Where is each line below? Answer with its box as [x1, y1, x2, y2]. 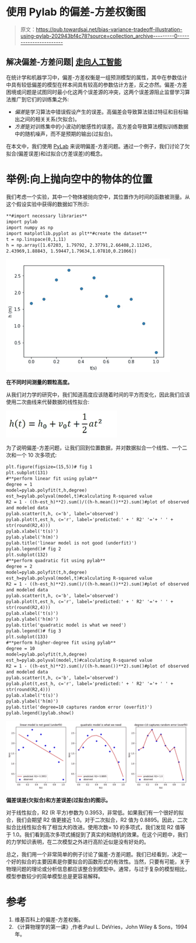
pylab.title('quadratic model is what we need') [6, 622, 127, 628]
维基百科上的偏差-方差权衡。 [14, 915, 84, 923]
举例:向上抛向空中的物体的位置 [6, 172, 153, 186]
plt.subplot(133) [6, 634, 48, 639]
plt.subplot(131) [6, 469, 48, 475]
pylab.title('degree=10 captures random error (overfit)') [6, 704, 153, 710]
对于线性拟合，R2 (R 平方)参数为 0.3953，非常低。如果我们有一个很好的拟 [6, 809, 184, 816]
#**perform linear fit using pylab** [6, 475, 98, 481]
